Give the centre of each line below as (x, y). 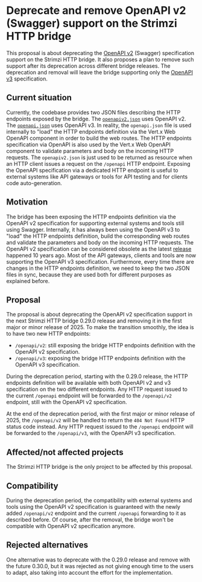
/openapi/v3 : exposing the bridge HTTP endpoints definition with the (100, 358)
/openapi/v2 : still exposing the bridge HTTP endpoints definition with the (105, 345)
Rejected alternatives (47, 545)
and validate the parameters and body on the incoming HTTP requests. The (100, 242)
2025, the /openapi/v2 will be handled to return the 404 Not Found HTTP (96, 420)
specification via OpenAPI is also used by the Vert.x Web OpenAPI (88, 144)
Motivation (27, 202)
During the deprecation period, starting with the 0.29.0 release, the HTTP (97, 376)
